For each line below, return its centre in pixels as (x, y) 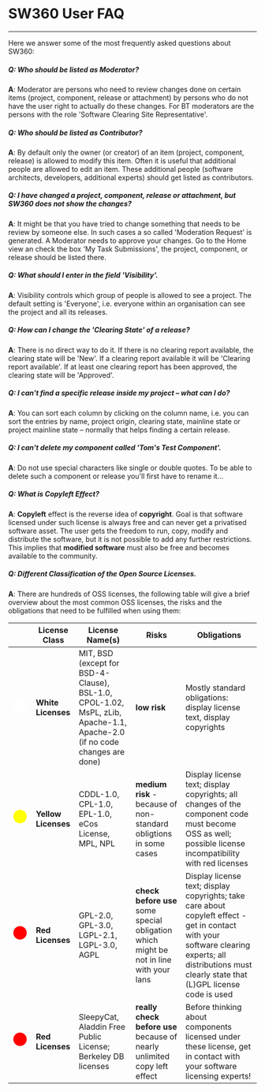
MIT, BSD (96, 653)
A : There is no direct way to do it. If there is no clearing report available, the (131, 350)
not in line (153, 960)
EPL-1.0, (95, 814)
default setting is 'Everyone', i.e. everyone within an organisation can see (127, 304)
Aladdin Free (102, 1027)
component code (217, 814)
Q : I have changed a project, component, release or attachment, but (122, 196)
